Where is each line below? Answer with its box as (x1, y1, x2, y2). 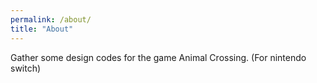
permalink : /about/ (10, 14, 92, 25)
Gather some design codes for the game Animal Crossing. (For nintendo (10, 51, 307, 63)
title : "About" (10, 24, 74, 34)
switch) (10, 62, 42, 74)
